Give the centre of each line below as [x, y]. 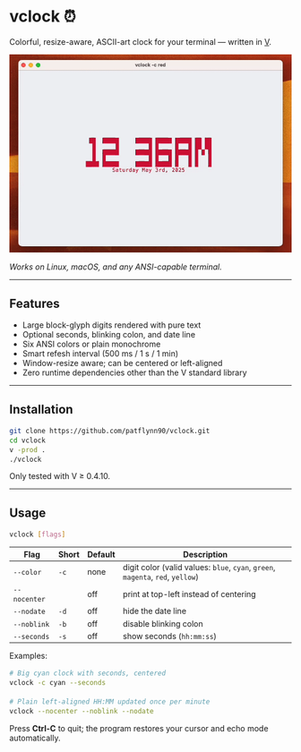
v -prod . [28, 449]
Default [101, 554]
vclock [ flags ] [38, 534]
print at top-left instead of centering [189, 594]
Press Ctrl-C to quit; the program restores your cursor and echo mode [139, 728]
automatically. [35, 738]
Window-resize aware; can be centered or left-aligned [122, 363]
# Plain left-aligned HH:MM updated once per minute [110, 702]
